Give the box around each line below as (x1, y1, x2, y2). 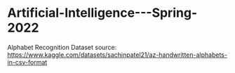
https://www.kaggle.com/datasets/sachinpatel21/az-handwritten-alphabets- (7, 51, 228, 59)
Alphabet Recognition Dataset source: (7, 43, 117, 51)
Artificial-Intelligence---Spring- (7, 5, 198, 21)
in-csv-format (7, 58, 48, 66)
